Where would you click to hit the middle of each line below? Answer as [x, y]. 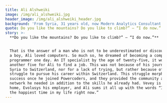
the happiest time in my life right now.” [54, 93]
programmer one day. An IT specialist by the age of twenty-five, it [83, 60]
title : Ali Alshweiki [28, 10]
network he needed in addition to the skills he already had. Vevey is [85, 83]
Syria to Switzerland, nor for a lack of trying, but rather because [83, 69]
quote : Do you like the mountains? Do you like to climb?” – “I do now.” [83, 28]
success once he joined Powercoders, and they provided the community [84, 79]
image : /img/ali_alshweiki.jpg [38, 14]
